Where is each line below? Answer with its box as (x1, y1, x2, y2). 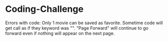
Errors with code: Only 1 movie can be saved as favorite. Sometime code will (5, 20, 163, 26)
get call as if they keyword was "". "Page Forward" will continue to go (5, 25, 149, 31)
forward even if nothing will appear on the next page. (5, 30, 115, 36)
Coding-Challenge (5, 3, 84, 15)
